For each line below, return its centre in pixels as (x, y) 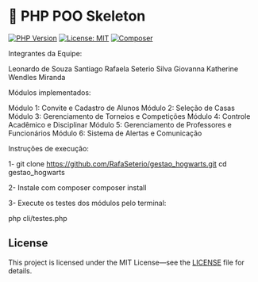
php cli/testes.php (38, 218)
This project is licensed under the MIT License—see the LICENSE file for (126, 262)
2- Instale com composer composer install (77, 187)
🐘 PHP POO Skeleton (77, 16)
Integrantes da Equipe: (45, 53)
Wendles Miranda (37, 77)
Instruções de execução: (49, 148)
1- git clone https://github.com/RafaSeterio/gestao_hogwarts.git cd (118, 164)
